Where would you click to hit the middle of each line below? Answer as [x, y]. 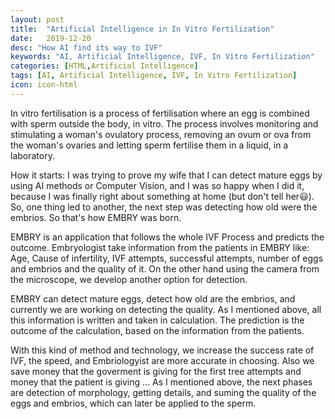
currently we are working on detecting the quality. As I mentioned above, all [166, 309]
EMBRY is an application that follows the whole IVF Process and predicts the [167, 237]
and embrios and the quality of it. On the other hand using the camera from [165, 268]
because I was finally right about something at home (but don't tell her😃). [162, 196]
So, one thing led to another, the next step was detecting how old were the [164, 207]
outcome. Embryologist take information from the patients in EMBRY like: [160, 247]
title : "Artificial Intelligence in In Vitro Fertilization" [142, 29]
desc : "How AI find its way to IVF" [86, 47]
